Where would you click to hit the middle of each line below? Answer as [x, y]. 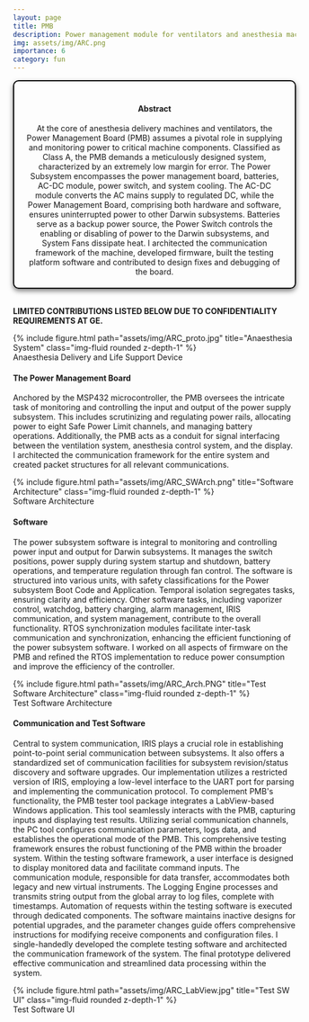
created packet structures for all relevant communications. [121, 465]
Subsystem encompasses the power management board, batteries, [154, 176]
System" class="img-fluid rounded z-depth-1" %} [105, 348]
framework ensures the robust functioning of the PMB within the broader [147, 848]
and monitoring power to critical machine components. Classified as [154, 148]
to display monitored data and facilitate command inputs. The [126, 867]
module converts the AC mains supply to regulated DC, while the [154, 195]
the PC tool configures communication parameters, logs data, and [135, 829]
